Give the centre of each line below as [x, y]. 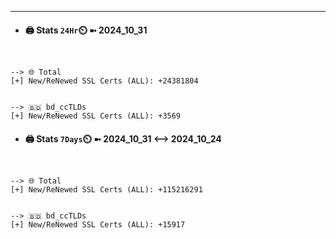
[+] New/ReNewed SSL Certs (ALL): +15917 [98, 225]
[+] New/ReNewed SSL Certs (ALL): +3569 [96, 116]
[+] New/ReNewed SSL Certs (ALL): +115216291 [106, 190]
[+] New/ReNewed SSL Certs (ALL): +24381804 [104, 81]
